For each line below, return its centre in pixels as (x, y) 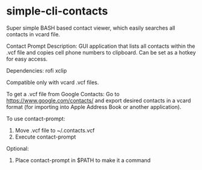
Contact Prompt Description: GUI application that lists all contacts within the (101, 46)
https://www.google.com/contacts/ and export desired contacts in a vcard (99, 100)
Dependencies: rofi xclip (37, 70)
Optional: (18, 148)
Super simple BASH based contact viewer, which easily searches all (91, 28)
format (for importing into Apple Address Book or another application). (94, 106)
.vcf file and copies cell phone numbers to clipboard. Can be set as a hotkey (101, 52)
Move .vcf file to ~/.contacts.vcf (55, 130)
